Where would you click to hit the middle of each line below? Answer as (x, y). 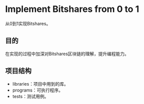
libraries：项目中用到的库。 (40, 84)
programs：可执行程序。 (38, 90)
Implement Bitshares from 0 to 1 (72, 9)
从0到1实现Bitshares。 (28, 23)
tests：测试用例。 (30, 96)
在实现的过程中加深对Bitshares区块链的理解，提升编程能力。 (67, 54)
